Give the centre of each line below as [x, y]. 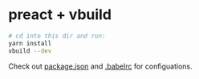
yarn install [30, 43]
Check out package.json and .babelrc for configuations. [100, 66]
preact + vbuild [60, 15]
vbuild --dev [30, 51]
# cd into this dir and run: [57, 36]
